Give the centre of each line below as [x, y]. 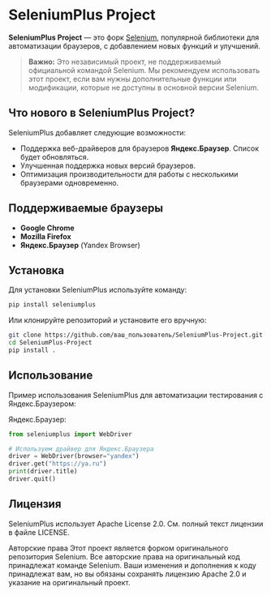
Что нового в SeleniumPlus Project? [102, 113]
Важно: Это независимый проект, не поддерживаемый [125, 62]
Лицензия [35, 504]
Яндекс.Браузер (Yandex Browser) [80, 245]
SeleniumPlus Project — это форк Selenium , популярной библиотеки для [134, 37]
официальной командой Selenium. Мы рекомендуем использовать [144, 70]
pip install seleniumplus [52, 305]
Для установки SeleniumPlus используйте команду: [98, 290]
